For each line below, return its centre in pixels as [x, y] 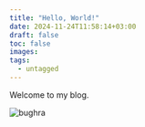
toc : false [30, 43]
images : [24, 52]
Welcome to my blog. [49, 95]
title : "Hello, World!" [55, 18]
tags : [20, 60]
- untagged [38, 69]
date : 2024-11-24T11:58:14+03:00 [73, 26]
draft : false [34, 35]
